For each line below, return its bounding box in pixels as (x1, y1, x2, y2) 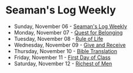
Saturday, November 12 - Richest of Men (13, 60, 112, 67)
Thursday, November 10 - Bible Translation (13, 47, 118, 54)
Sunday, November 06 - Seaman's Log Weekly (13, 23, 127, 30)
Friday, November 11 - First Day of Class (13, 54, 111, 61)
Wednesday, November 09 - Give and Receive (13, 41, 126, 48)
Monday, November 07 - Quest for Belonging (13, 29, 123, 36)
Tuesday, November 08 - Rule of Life (13, 35, 104, 42)
